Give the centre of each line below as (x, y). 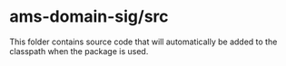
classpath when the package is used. (79, 51)
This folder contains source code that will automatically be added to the (143, 42)
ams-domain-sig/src (89, 17)
